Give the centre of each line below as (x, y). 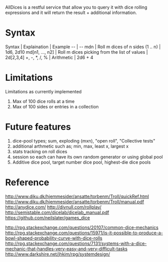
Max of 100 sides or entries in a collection (55, 106)
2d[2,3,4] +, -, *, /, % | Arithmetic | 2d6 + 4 (49, 57)
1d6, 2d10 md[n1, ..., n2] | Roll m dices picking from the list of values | (76, 52)
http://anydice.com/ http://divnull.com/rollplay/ (53, 207)
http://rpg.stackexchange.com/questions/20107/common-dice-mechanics (82, 227)
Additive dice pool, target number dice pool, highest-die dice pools (81, 162)
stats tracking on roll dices (40, 151)
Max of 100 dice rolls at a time (43, 101)
